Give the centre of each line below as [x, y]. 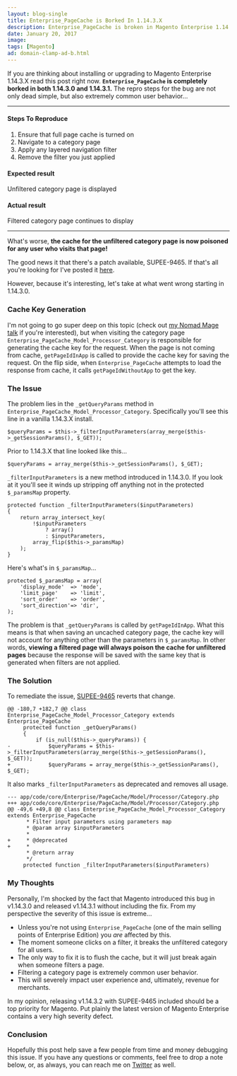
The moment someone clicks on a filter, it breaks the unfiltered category [122, 942]
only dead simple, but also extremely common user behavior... [98, 96]
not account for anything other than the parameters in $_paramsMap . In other [116, 640]
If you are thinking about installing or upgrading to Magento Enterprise [109, 73]
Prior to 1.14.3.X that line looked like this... [67, 451]
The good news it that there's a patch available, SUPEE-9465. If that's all [113, 262]
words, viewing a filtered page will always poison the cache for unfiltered [116, 647]
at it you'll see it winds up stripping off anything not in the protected [106, 485]
